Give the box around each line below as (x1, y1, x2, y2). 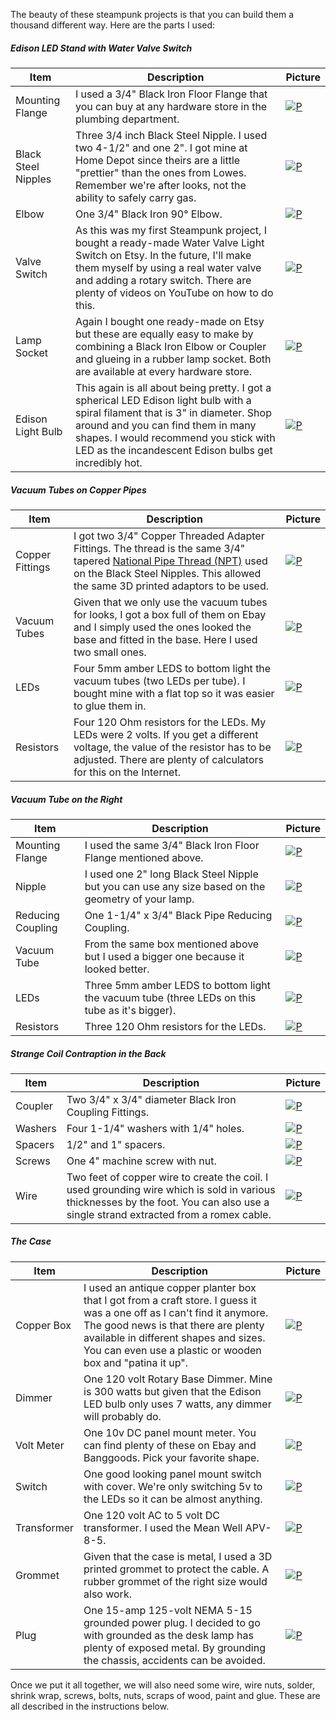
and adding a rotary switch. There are (74, 273, 252, 287)
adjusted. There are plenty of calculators (73, 752, 264, 766)
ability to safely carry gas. (74, 190, 197, 204)
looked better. (84, 962, 150, 976)
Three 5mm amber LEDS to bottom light (84, 978, 271, 992)
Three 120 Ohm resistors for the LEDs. (84, 1019, 267, 1033)
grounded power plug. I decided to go (83, 1615, 261, 1629)
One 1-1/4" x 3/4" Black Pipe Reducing (84, 908, 273, 922)
